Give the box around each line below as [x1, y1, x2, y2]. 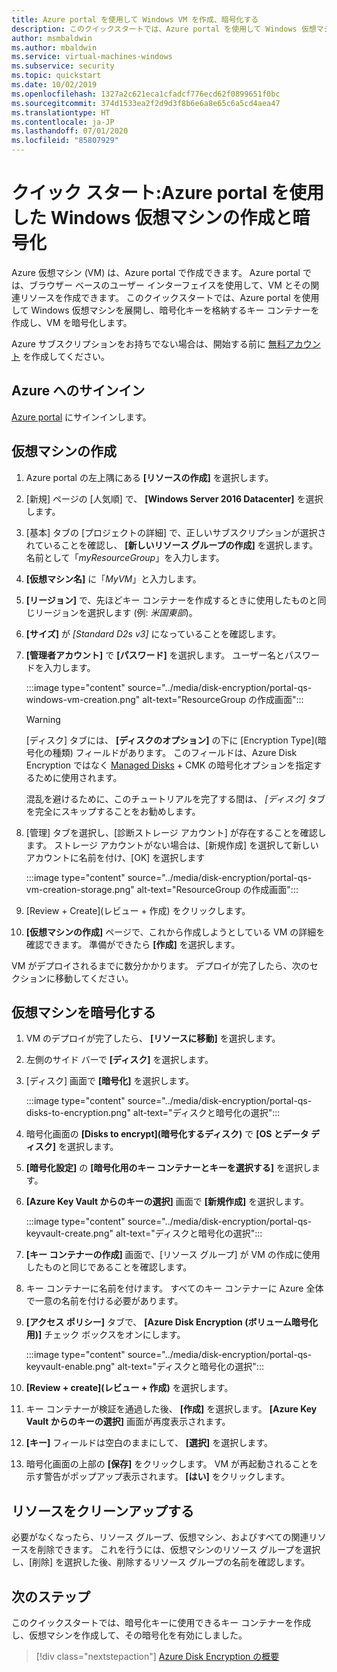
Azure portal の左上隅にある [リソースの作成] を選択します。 [25, 471, 274, 483]
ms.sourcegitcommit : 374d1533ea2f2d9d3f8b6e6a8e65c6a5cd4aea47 [11, 98, 281, 108]
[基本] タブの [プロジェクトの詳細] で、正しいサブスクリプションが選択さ [25, 526, 327, 538]
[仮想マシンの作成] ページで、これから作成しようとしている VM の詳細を [25, 926, 326, 938]
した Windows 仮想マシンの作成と [11, 207, 293, 230]
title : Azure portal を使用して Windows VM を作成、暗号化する [11, 14, 259, 25]
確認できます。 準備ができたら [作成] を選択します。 [25, 938, 241, 950]
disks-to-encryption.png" [25, 1107, 131, 1119]
